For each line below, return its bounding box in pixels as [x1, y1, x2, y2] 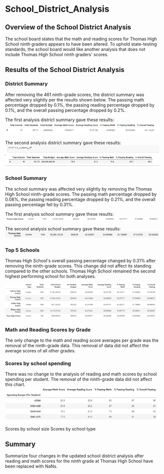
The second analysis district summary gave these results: [5, 140, 121, 146]
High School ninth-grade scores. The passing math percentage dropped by [5, 191, 157, 197]
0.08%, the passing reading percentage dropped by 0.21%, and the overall [5, 196, 156, 202]
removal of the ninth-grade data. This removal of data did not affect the [5, 342, 149, 349]
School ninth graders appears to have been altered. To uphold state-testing [5, 41, 157, 47]
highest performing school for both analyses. [5, 274, 96, 279]
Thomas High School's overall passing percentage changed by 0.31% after [5, 258, 156, 263]
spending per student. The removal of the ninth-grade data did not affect [5, 376, 152, 382]
